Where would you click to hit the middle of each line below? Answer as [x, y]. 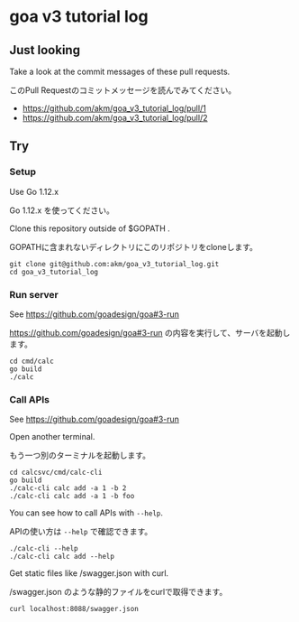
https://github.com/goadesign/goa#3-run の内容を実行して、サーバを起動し [150, 332]
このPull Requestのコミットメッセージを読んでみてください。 [123, 90]
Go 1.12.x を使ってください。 [62, 210]
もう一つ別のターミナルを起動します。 [80, 455]
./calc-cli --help [44, 549]
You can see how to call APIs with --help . [86, 513]
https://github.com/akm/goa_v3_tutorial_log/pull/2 [115, 118]
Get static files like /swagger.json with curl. [89, 573]
